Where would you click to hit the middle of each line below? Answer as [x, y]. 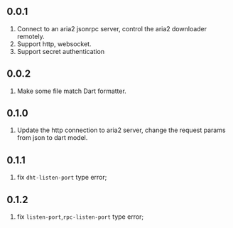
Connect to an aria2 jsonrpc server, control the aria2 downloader [112, 28]
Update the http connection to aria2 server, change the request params [121, 130]
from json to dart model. [52, 138]
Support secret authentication [60, 51]
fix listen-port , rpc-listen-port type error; [80, 217]
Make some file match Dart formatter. [72, 91]
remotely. [31, 36]
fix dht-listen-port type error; [62, 178]
